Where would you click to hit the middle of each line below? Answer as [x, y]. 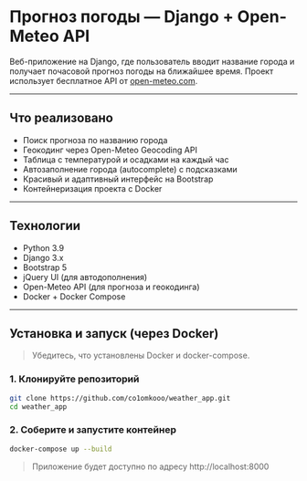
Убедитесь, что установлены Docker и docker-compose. [141, 356]
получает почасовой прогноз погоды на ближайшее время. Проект [142, 71]
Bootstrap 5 [45, 267]
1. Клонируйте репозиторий [74, 379]
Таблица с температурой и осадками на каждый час [126, 159]
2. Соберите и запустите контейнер [93, 430]
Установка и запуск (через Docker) [114, 334]
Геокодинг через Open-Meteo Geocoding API [110, 150]
